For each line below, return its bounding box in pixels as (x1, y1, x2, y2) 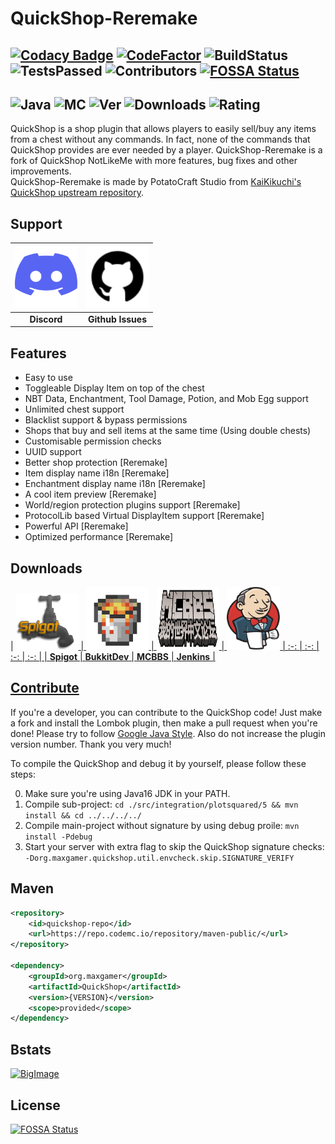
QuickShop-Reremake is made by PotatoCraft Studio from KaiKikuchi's (10, 176, 302, 188)
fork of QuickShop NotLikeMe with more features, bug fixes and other (10, 155, 298, 167)
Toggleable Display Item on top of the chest (24, 382, 205, 394)
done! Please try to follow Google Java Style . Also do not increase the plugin (10, 727, 326, 739)
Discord (29, 313, 63, 325)
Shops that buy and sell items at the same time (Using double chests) (24, 425, 312, 437)
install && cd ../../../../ (24, 810, 142, 821)
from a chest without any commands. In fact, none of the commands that (10, 133, 311, 146)
